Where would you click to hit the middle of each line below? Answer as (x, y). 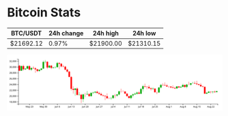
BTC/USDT (27, 33)
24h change (66, 33)
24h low (144, 33)
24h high (106, 33)
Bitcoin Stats (44, 13)
